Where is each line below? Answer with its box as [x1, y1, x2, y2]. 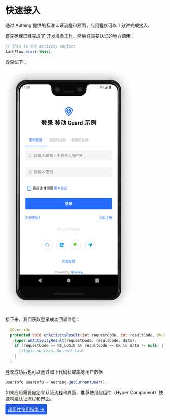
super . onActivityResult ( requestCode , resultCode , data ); [14, 338, 137, 343]
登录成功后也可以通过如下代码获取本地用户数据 [5, 368, 103, 375]
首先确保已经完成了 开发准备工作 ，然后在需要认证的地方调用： [5, 33, 135, 39]
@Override [10, 327, 30, 332]
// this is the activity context [5, 43, 76, 49]
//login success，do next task [18, 348, 84, 354]
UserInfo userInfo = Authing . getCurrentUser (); [5, 380, 108, 385]
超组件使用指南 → [8, 406, 45, 412]
